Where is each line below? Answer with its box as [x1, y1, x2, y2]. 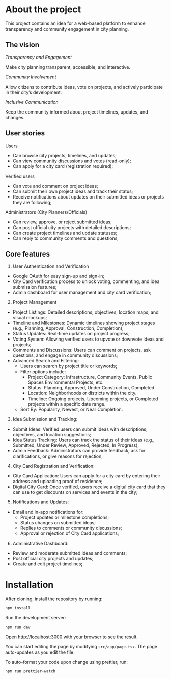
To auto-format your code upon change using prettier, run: [5, 659, 128, 665]
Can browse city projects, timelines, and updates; [12, 152, 117, 158]
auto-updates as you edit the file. [5, 649, 75, 655]
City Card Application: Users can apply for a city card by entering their [12, 473, 161, 479]
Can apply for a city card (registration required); [12, 163, 113, 169]
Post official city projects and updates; [12, 556, 94, 562]
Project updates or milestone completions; [20, 514, 109, 520]
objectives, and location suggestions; [12, 432, 92, 438]
